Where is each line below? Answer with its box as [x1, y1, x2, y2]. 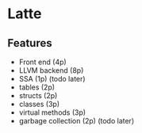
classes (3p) [18, 100, 60, 108]
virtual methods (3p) [18, 108, 86, 117]
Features [7, 36, 52, 50]
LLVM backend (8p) [18, 66, 84, 75]
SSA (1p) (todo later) [18, 74, 86, 83]
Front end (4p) [18, 57, 67, 66]
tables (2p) [18, 82, 56, 92]
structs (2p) [18, 91, 58, 100]
